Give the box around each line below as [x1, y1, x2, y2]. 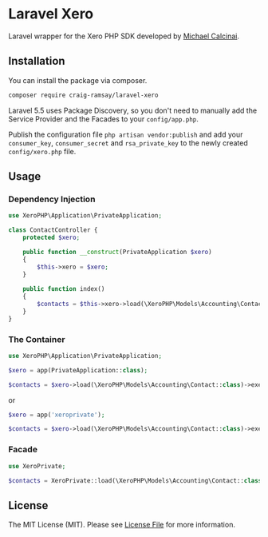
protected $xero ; [22, 233, 81, 242]
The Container [8, 333, 65, 344]
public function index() [22, 285, 105, 293]
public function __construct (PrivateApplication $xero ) [22, 248, 213, 256]
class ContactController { [8, 226, 98, 234]
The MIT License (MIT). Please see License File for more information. [8, 520, 235, 530]
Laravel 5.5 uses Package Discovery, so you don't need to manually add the [8, 105, 258, 115]
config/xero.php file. [8, 146, 77, 156]
